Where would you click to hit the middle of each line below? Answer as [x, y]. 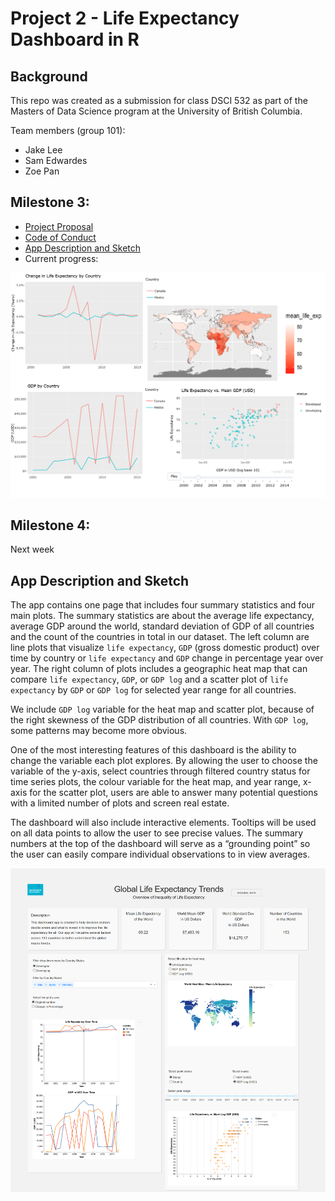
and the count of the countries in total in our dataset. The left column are [160, 637]
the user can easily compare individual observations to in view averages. [160, 854]
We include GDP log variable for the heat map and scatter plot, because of [162, 709]
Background [49, 76]
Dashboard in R [75, 39]
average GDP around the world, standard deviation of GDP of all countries [162, 626]
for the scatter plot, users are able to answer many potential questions [173, 793]
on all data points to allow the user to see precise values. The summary [157, 833]
